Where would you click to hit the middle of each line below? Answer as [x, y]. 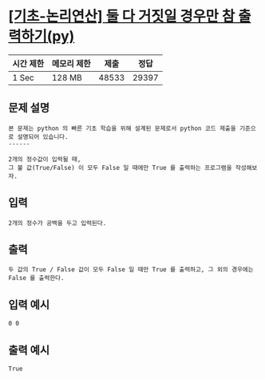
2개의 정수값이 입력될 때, [45, 159]
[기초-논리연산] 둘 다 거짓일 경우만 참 [122, 16]
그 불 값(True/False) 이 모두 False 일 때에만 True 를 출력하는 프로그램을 [120, 168]
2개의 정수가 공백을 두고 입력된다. [57, 223]
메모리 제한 [71, 63]
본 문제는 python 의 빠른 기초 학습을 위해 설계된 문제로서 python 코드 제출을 [123, 128]
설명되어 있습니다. [43, 136]
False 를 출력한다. [36, 278]
